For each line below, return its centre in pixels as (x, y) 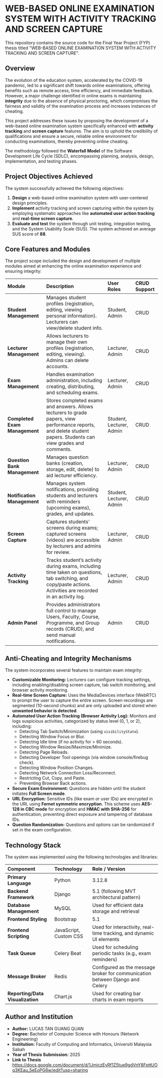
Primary (17, 877)
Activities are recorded (72, 591)
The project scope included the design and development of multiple (73, 261)
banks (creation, (65, 463)
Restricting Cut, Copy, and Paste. (52, 778)
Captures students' (68, 522)
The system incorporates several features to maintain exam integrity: (74, 670)
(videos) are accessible (73, 540)
